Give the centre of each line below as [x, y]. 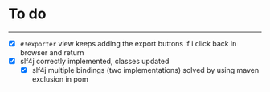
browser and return [52, 52]
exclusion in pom [60, 79]
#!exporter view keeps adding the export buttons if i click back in [128, 43]
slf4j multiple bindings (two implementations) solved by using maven [145, 70]
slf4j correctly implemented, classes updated [94, 61]
